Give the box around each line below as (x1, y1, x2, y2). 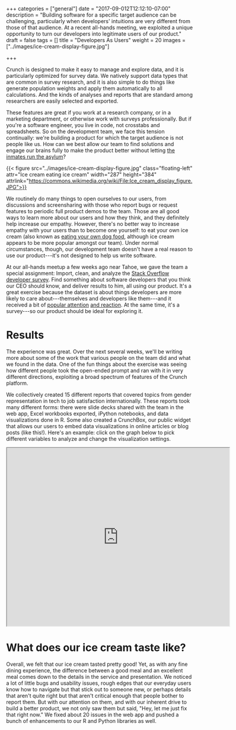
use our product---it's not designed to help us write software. (6, 252, 157, 259)
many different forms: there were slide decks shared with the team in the (6, 403, 184, 410)
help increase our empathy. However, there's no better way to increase (6, 220, 180, 227)
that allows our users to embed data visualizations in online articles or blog (6, 422, 189, 429)
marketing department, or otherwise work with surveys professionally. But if (6, 115, 192, 122)
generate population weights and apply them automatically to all (6, 85, 163, 91)
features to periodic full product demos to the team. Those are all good (6, 208, 180, 214)
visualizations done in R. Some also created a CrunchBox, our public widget (6, 416, 191, 424)
